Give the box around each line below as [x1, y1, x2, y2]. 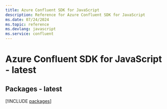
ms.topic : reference [5, 21, 50, 27]
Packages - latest [5, 84, 62, 93]
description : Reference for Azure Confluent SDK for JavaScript [5, 12, 145, 17]
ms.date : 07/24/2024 [5, 17, 50, 22]
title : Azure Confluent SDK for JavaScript [5, 7, 100, 13]
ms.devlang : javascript [5, 27, 56, 32]
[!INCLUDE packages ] [5, 98, 52, 104]
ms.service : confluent [5, 31, 54, 36]
